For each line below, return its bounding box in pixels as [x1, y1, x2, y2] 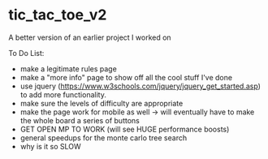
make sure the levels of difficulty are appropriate [19, 98, 184, 108]
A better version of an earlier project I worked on [8, 32, 172, 42]
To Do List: [8, 48, 45, 58]
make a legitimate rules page [19, 63, 118, 74]
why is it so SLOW [19, 141, 81, 151]
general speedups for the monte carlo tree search [19, 132, 188, 143]
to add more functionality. [19, 89, 107, 99]
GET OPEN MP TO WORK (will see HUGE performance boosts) [19, 124, 230, 134]
